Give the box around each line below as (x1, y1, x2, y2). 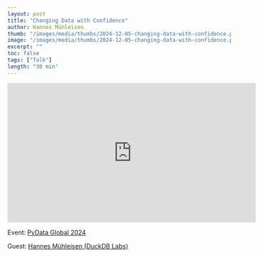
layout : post (7, 10, 46, 18)
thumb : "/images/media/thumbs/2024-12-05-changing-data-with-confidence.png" (7, 30, 242, 38)
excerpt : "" (7, 43, 43, 50)
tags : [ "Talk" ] (7, 57, 52, 64)
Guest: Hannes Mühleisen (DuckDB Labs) (7, 241, 129, 250)
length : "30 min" (7, 63, 59, 70)
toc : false (7, 50, 40, 57)
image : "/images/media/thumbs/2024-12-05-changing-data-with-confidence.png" (7, 37, 242, 44)
